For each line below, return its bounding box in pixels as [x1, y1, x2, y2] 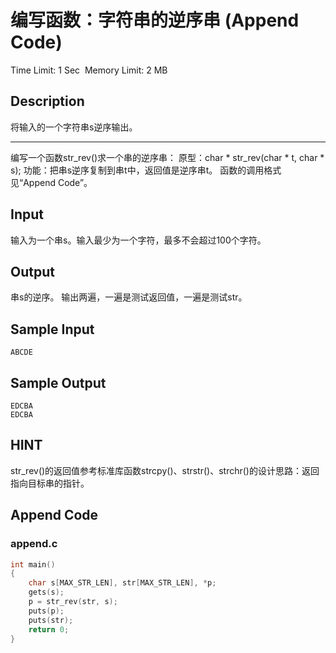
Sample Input [10, 321, 95, 338]
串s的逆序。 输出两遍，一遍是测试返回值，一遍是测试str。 [10, 291, 248, 303]
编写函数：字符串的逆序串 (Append [10, 9, 300, 32]
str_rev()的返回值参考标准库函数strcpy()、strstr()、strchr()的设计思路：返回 [10, 464, 320, 476]
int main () [10, 559, 56, 570]
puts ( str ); [28, 615, 74, 625]
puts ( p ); [28, 606, 65, 616]
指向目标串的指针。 [10, 477, 90, 489]
